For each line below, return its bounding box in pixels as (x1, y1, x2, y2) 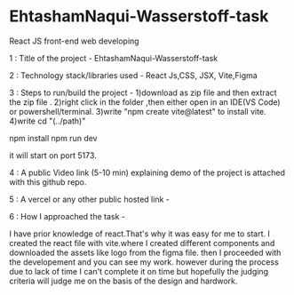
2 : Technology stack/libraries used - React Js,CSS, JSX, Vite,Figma (9, 69, 258, 81)
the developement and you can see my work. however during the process (9, 256, 280, 267)
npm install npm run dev (9, 132, 98, 143)
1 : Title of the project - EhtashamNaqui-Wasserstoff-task (9, 52, 219, 63)
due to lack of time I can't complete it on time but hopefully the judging (9, 266, 269, 276)
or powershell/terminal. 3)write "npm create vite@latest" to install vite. (9, 106, 266, 116)
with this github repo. (9, 176, 87, 187)
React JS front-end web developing (9, 36, 139, 46)
